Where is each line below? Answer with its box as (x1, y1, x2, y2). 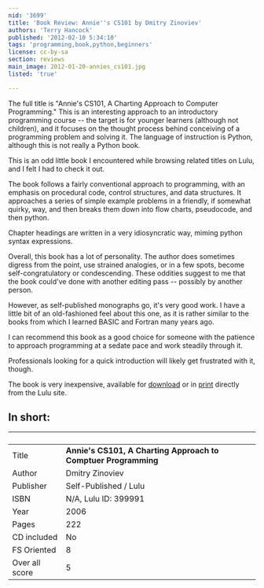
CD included (12, 532, 58, 543)
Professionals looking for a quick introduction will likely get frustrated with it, (8, 356, 255, 365)
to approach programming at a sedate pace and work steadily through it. (8, 340, 244, 350)
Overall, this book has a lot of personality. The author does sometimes (8, 251, 236, 261)
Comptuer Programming (65, 455, 159, 466)
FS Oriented (12, 545, 57, 556)
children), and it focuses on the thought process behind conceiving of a (8, 124, 240, 133)
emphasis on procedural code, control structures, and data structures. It (8, 187, 242, 197)
